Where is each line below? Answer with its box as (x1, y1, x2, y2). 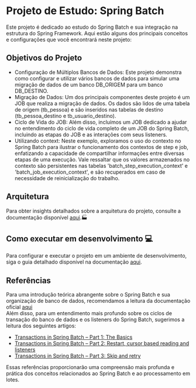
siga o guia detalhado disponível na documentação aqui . (6, 258, 142, 265)
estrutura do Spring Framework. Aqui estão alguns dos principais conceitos (6, 29, 188, 36)
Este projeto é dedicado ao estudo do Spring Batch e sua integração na (6, 23, 178, 31)
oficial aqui (6, 303, 33, 311)
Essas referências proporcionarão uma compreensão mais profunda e (6, 364, 174, 371)
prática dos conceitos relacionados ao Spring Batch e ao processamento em (6, 370, 190, 377)
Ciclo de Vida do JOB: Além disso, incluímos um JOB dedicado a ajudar (14, 119, 187, 126)
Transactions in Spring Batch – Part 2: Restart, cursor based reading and (14, 340, 190, 347)
